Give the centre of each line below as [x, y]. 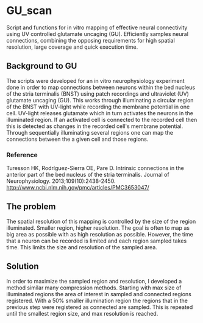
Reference [22, 155]
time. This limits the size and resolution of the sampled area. [82, 247]
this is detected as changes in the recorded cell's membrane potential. [95, 126]
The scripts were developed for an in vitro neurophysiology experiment [95, 80]
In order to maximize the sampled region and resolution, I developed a [94, 281]
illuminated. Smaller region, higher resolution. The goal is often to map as [98, 228]
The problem [31, 207]
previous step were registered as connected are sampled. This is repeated [100, 307]
